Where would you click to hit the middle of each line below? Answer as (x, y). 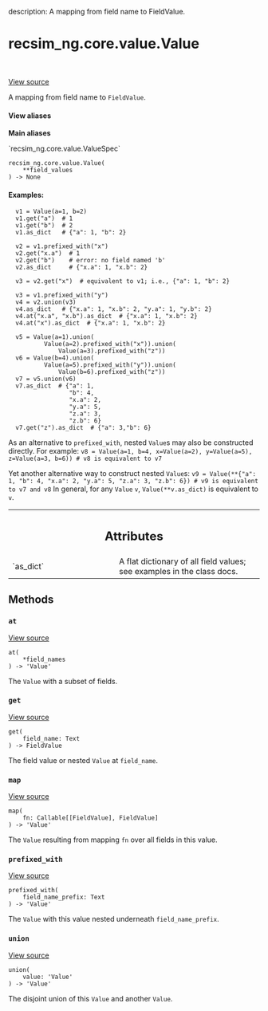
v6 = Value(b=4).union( (55, 358)
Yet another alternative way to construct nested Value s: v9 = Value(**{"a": (132, 474)
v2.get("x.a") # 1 (48, 254)
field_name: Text (51, 738)
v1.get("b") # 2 (44, 226)
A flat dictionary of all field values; (183, 561)
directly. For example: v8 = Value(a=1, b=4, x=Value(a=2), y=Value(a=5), (130, 451)
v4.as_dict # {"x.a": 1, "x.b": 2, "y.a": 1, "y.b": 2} (114, 309)
